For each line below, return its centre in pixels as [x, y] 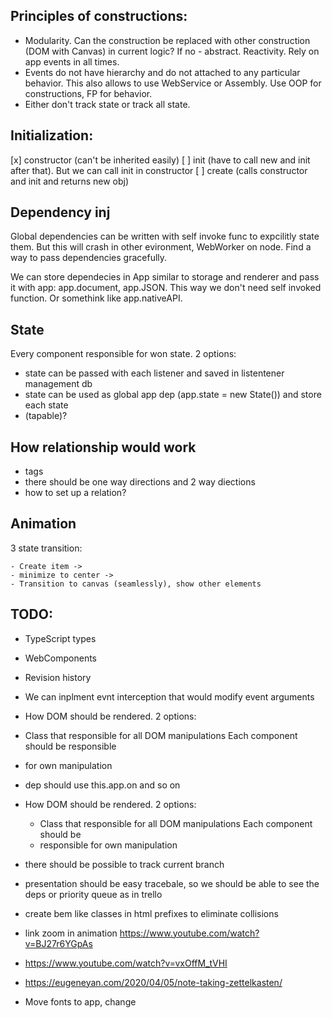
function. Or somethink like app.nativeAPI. [96, 298]
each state [46, 405]
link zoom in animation [71, 933]
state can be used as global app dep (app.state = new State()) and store [173, 395]
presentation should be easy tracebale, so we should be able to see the [172, 883]
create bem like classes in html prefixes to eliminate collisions [151, 913]
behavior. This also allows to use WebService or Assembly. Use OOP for [173, 83]
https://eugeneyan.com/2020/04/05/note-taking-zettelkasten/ [153, 982]
